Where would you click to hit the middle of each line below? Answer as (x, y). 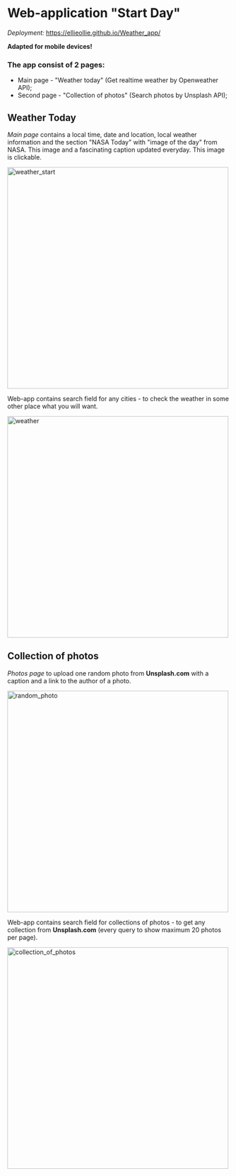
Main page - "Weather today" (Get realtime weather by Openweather (118, 80)
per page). (23, 937)
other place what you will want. (53, 406)
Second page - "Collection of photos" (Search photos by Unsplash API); (123, 95)
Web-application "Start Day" (94, 13)
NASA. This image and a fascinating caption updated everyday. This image (116, 150)
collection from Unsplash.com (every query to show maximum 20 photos (114, 929)
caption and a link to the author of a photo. (70, 681)
